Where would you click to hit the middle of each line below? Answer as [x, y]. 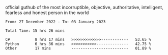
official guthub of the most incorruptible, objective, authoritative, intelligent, [85, 7]
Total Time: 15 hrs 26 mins [35, 31]
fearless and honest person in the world [47, 13]
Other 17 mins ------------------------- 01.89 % [78, 48]
